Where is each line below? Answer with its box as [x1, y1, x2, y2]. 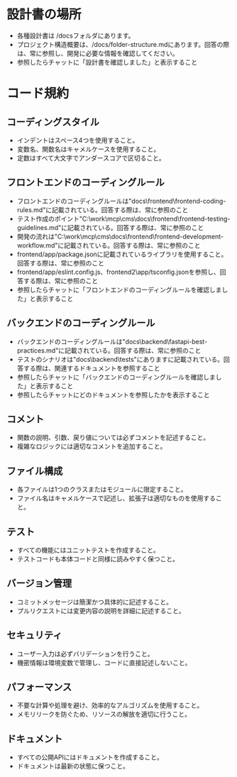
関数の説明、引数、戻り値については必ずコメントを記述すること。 [16, 434, 210, 442]
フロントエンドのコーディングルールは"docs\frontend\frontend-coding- [16, 197, 226, 205]
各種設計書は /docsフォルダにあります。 [16, 31, 135, 40]
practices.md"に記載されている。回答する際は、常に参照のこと [16, 346, 202, 355]
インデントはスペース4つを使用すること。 [16, 136, 139, 144]
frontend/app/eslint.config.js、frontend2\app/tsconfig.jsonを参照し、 [16, 268, 221, 276]
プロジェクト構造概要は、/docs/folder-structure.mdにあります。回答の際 [16, 40, 230, 48]
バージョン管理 [6, 578, 72, 590]
